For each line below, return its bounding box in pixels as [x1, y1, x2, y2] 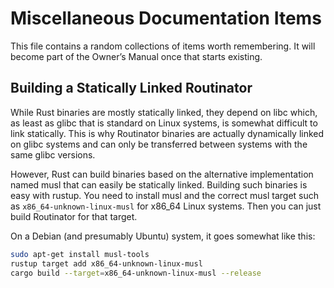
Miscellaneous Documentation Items [10, 7, 322, 30]
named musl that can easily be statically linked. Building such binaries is [10, 178, 308, 191]
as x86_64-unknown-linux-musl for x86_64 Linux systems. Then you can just [10, 200, 322, 212]
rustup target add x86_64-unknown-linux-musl [10, 258, 203, 269]
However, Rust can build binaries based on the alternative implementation [10, 168, 314, 180]
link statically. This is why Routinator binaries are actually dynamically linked [10, 127, 325, 139]
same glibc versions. [10, 148, 96, 161]
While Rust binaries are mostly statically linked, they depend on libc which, [10, 106, 318, 118]
